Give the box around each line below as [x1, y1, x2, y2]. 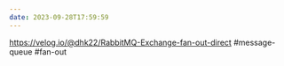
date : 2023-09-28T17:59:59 [9, 12, 109, 22]
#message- [233, 37, 276, 48]
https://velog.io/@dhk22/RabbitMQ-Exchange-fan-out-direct [9, 37, 233, 48]
